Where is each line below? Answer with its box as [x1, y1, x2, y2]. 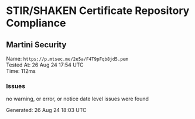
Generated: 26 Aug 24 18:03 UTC [6, 107, 87, 114]
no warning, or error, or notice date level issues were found [6, 95, 149, 103]
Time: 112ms [6, 68, 36, 74]
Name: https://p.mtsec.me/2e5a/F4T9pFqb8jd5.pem [6, 55, 129, 62]
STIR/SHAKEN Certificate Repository [6, 4, 190, 17]
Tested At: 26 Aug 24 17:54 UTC [6, 61, 84, 68]
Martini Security [6, 40, 67, 50]
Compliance [6, 16, 66, 30]
